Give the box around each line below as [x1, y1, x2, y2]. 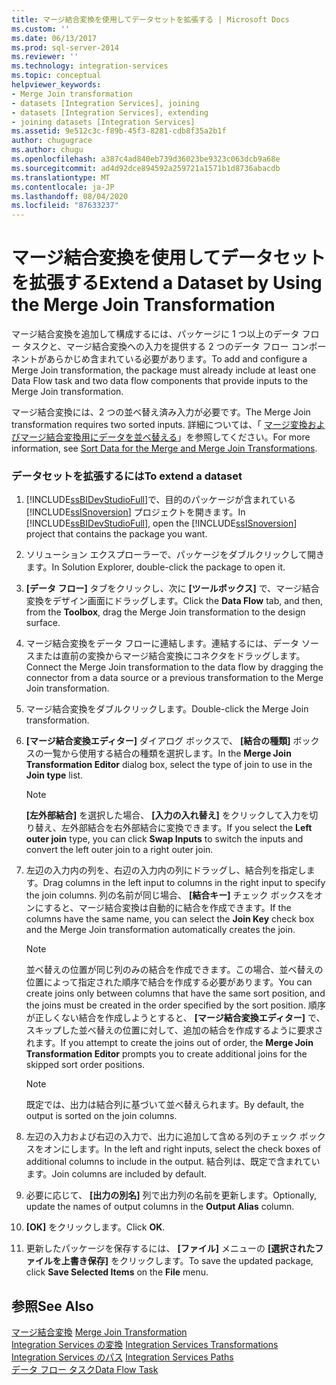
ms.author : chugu [11, 145, 84, 155]
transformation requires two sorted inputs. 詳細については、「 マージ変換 [11, 419, 308, 431]
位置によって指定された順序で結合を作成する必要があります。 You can [25, 976, 313, 988]
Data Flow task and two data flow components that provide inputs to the [11, 375, 309, 387]
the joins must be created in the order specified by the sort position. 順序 [25, 999, 326, 1011]
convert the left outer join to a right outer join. [25, 844, 214, 856]
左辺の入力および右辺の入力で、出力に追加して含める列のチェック [25, 1131, 298, 1143]
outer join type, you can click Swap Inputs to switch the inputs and [25, 833, 304, 845]
